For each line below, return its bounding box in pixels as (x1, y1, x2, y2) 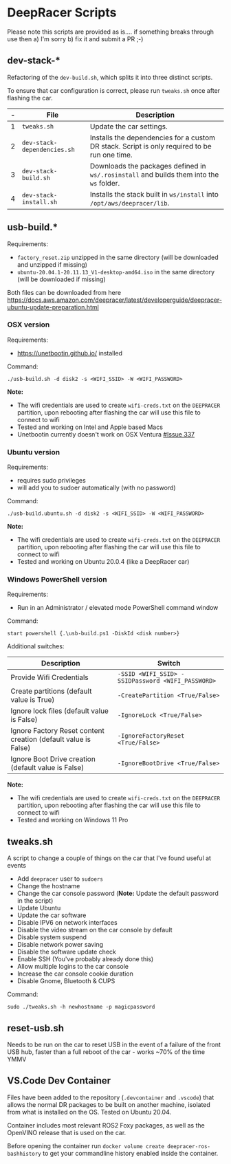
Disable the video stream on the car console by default (16, 926, 173, 934)
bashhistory (7, 1150, 41, 1157)
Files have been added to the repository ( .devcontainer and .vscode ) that (7, 1093, 214, 1101)
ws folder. (89, 178, 120, 188)
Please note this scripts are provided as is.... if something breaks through (7, 28, 214, 36)
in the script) (16, 897, 54, 905)
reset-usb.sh (7, 1022, 64, 1034)
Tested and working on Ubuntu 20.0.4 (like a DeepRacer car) (16, 558, 190, 566)
